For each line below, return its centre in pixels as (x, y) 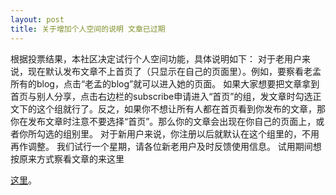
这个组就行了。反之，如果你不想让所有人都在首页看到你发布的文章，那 (181, 108)
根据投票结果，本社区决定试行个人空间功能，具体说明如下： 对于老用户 (156, 58)
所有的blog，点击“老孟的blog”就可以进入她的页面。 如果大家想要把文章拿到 (165, 83)
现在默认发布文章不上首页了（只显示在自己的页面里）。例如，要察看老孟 (174, 71)
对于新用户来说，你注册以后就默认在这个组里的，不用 (209, 133)
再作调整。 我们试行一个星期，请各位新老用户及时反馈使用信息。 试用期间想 (166, 146)
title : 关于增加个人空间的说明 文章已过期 (88, 29)
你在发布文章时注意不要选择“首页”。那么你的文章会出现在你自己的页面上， (163, 121)
